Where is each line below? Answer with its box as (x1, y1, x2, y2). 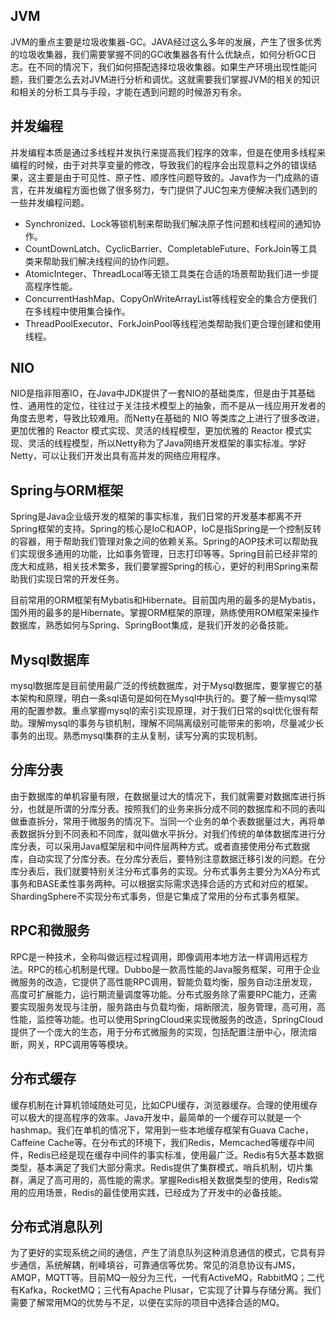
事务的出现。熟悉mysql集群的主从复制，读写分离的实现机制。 (10, 730, 263, 742)
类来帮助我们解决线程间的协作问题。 (24, 255, 175, 267)
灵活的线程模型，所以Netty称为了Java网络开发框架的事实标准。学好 (27, 437, 307, 449)
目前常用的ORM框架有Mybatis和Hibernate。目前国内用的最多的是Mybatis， (10, 594, 322, 606)
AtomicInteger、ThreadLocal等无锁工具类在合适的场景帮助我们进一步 (24, 267, 311, 279)
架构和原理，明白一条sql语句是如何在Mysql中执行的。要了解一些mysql (18, 692, 309, 704)
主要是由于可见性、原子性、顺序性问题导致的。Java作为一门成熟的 (36, 171, 311, 183)
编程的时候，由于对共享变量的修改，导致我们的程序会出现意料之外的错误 (10, 159, 308, 171)
